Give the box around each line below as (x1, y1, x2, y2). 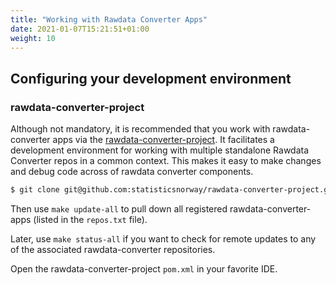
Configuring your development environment (10, 70, 292, 87)
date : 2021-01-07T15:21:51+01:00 (10, 24, 150, 34)
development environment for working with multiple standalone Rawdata (10, 144, 310, 156)
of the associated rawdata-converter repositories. (10, 243, 216, 255)
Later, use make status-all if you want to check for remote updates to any (10, 232, 317, 245)
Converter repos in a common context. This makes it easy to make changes (10, 155, 322, 167)
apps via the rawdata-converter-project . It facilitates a (52, 134, 275, 146)
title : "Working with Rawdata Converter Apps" (10, 14, 208, 25)
